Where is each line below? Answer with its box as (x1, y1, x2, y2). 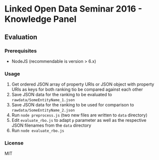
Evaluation (4, 33, 37, 41)
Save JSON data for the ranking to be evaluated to (11, 92, 112, 98)
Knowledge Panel (4, 14, 77, 25)
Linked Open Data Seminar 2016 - (4, 3, 143, 15)
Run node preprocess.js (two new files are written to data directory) (11, 112, 148, 118)
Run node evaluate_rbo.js (11, 128, 64, 133)
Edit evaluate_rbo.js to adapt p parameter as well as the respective (11, 117, 146, 123)
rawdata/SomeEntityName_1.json (11, 98, 75, 102)
